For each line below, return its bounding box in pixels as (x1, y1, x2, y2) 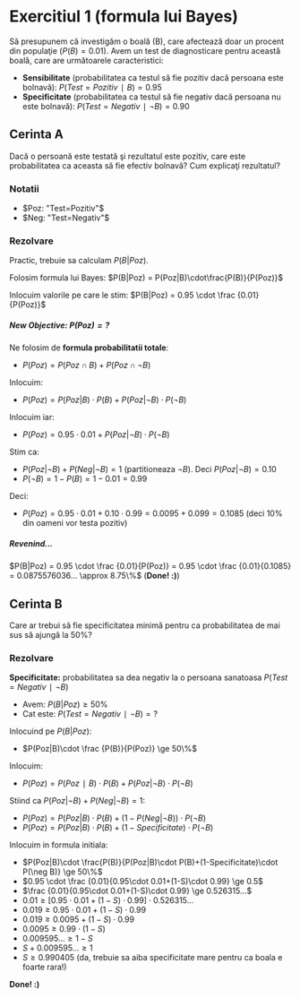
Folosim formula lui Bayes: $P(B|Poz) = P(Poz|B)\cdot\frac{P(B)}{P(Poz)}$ (9, 272, 284, 283)
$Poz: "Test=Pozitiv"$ (21, 203, 105, 214)
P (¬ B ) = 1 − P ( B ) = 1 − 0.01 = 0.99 (21, 473, 148, 485)
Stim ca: (9, 446, 40, 458)
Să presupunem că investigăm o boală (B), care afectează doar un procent (9, 36, 285, 47)
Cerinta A (9, 127, 64, 142)
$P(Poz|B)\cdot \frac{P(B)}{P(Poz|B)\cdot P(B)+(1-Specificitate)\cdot (21, 857, 279, 868)
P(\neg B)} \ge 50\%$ (21, 866, 103, 877)
